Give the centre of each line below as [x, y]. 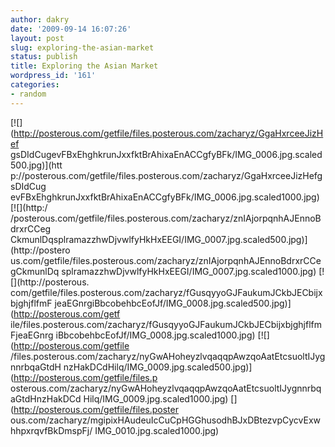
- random [28, 94]
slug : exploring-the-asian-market [82, 47]
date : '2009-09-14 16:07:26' [71, 29]
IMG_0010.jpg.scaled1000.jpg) [157, 430]
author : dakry [40, 19]
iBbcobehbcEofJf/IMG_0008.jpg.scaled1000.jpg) [155, 335]
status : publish [44, 57]
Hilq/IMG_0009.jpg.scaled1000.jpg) [156, 398]
